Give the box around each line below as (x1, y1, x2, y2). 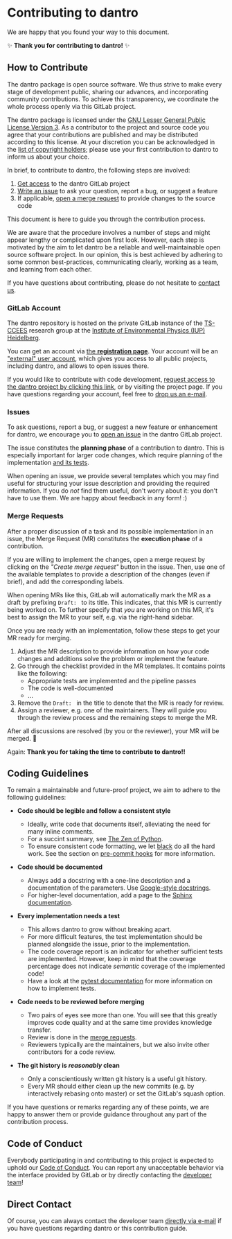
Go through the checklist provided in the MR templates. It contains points (17, 662, 226, 670)
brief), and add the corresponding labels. (7, 577, 125, 586)
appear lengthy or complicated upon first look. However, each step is (7, 236, 204, 244)
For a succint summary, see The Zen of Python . (27, 835, 163, 843)
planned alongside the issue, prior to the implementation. (27, 940, 190, 949)
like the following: (17, 669, 68, 677)
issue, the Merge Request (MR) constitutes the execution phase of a (7, 534, 203, 543)
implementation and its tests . (7, 459, 90, 467)
